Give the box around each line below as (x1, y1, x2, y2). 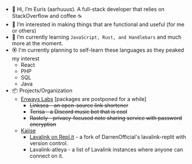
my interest (11, 55, 40, 62)
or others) (11, 27, 37, 34)
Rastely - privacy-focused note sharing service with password (29, 115, 182, 121)
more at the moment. (11, 40, 64, 47)
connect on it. (29, 152, 64, 159)
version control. (29, 140, 68, 147)
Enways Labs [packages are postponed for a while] (20, 96, 147, 102)
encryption (29, 121, 56, 128)
